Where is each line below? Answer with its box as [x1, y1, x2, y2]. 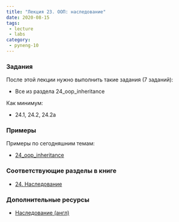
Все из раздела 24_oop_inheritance [14, 88, 105, 95]
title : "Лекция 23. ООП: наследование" [6, 8, 106, 15]
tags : [6, 20, 20, 26]
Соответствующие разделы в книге [6, 166, 117, 175]
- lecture [8, 25, 34, 32]
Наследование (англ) [14, 209, 70, 217]
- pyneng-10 [8, 43, 39, 49]
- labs [8, 31, 26, 37]
